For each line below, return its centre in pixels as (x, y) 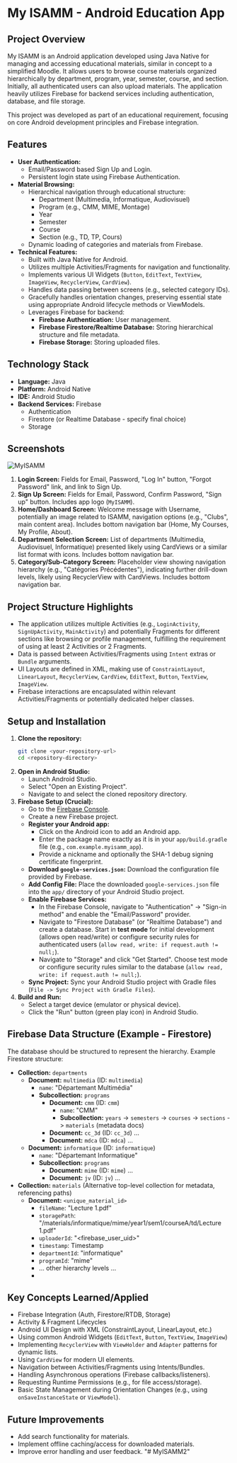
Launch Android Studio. (63, 779)
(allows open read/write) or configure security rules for (119, 937)
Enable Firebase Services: (68, 899)
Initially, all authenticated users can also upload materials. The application (115, 86)
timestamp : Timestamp (71, 1245)
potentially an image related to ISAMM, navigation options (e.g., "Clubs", (123, 517)
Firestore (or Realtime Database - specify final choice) (107, 419)
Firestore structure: (35, 1058)
